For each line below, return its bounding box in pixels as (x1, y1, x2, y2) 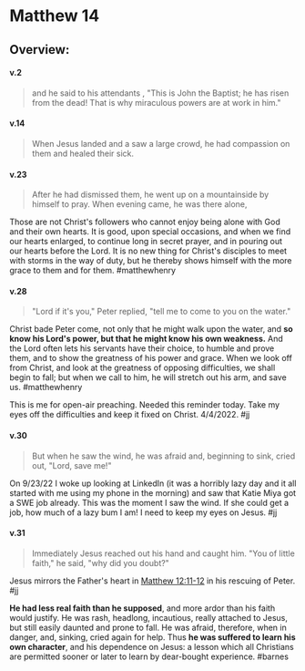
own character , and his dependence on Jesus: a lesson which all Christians (9, 641, 294, 652)
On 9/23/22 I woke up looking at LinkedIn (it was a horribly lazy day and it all (9, 478, 297, 489)
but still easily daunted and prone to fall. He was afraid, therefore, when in (9, 622, 287, 633)
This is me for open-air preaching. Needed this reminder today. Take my (9, 399, 280, 410)
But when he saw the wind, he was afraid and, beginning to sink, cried (31, 450, 296, 461)
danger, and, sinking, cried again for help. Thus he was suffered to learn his (9, 631, 296, 643)
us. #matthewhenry (9, 382, 83, 393)
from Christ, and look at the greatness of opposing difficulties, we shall (9, 362, 276, 374)
